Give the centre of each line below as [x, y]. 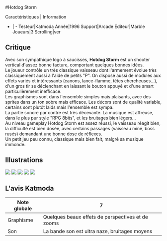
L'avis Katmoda [30, 188]
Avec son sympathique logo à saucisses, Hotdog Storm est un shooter [78, 59]
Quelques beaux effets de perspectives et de [95, 217]
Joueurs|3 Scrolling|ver [36, 32]
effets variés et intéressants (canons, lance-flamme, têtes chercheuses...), [81, 81]
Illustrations [24, 160]
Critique [18, 48]
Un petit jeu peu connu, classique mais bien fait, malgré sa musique [74, 139]
